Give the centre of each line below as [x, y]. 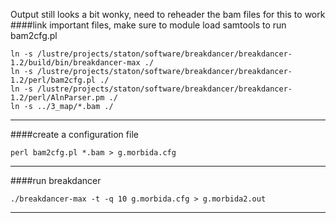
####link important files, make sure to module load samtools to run [148, 25]
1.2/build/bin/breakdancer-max [75, 63]
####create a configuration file [74, 134]
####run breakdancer [56, 180]
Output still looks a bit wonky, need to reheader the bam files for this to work [168, 14]
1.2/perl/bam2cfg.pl [53, 80]
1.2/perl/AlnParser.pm [57, 98]
